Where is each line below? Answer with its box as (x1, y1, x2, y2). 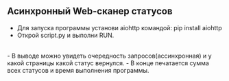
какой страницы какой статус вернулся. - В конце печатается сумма (7, 58, 209, 67)
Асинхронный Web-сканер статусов (7, 5, 173, 17)
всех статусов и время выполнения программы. (7, 66, 149, 74)
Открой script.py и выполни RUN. (16, 31, 114, 39)
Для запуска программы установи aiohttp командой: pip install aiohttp (16, 23, 223, 32)
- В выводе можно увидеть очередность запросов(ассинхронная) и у (7, 51, 212, 60)
